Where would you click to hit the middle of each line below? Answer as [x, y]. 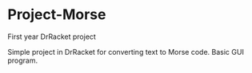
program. [23, 60]
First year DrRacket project [52, 36]
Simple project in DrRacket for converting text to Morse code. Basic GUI [126, 52]
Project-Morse [57, 15]
